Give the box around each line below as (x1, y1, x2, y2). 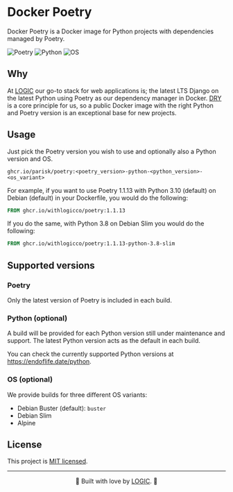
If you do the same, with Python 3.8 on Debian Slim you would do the (7, 219, 205, 228)
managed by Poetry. (7, 34, 65, 42)
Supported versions (7, 260, 95, 271)
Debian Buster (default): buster (17, 404, 106, 412)
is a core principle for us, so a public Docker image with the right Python (7, 101, 214, 110)
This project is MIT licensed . (7, 457, 88, 466)
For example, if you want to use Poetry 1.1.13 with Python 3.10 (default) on (7, 186, 216, 194)
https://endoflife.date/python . (7, 357, 92, 366)
